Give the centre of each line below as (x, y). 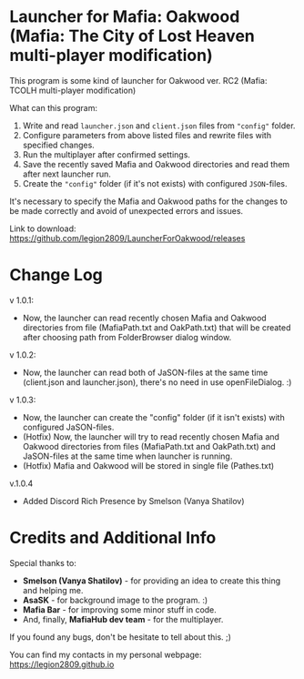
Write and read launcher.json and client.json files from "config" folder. (159, 126)
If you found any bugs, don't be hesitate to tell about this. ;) (121, 637)
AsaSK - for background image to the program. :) (115, 600)
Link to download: (43, 228)
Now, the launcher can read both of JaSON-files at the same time (145, 372)
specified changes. (59, 145)
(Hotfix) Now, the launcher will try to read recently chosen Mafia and (151, 436)
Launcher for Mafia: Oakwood (125, 17)
